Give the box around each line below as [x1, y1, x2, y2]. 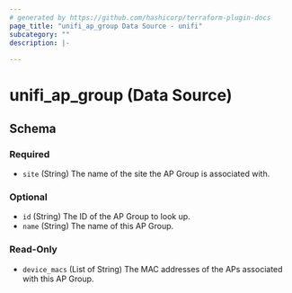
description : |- [9, 38, 70, 48]
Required [9, 147, 50, 160]
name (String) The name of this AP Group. [22, 221, 174, 232]
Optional [9, 191, 48, 203]
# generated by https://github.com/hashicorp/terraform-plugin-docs [9, 13, 271, 22]
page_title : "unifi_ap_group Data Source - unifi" [9, 22, 203, 31]
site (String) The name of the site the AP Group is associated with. [22, 168, 270, 179]
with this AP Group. [22, 273, 94, 284]
